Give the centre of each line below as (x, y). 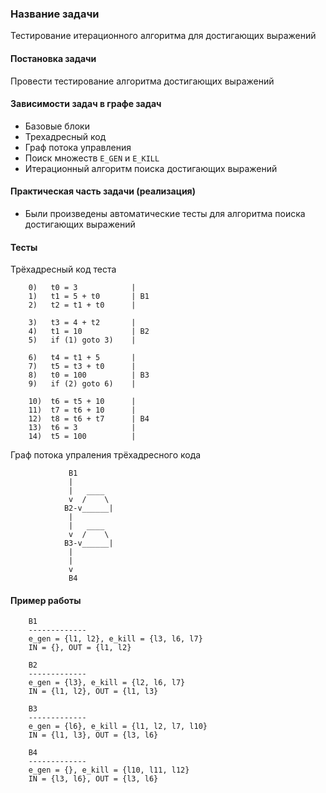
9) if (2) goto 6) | (82, 384)
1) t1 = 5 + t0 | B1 (89, 297)
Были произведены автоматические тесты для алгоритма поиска (165, 213)
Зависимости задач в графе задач (86, 104)
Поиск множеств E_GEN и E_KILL (92, 158)
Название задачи (55, 14)
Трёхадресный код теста (63, 269)
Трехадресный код (65, 136)
